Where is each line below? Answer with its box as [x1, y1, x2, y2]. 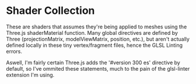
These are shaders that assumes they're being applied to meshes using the [6, 23, 187, 30]
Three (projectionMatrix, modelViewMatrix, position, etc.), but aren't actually [6, 35, 190, 42]
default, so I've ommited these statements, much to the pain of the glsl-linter [6, 65, 190, 72]
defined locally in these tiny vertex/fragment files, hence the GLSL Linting [6, 42, 183, 49]
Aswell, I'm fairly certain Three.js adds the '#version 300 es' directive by [6, 59, 181, 66]
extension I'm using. [6, 71, 55, 78]
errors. [6, 48, 22, 54]
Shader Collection [6, 4, 95, 17]
